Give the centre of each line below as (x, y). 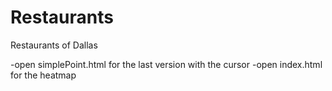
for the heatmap (43, 75)
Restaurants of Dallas (54, 45)
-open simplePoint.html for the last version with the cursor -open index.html (166, 64)
